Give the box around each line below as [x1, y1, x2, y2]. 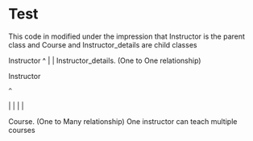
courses [8, 125, 35, 135]
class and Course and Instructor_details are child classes [8, 39, 197, 49]
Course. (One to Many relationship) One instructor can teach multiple [8, 116, 238, 126]
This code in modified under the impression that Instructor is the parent [8, 31, 246, 41]
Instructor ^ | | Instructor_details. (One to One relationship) [8, 56, 201, 65]
